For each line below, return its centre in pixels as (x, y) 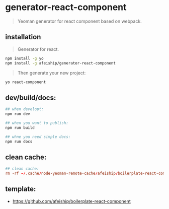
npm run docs (19, 142)
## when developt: (24, 109)
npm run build (20, 127)
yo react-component (26, 82)
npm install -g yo (24, 58)
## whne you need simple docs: (38, 137)
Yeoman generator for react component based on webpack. (79, 21)
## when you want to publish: (37, 123)
